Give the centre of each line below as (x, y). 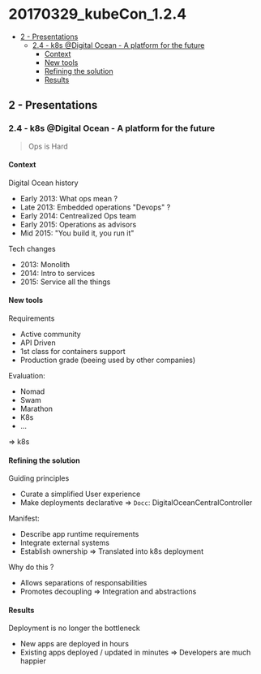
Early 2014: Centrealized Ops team (78, 215)
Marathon (36, 409)
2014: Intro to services (58, 273)
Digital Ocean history (43, 183)
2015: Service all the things (65, 282)
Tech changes (32, 248)
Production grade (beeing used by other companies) (108, 360)
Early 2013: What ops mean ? (69, 198)
